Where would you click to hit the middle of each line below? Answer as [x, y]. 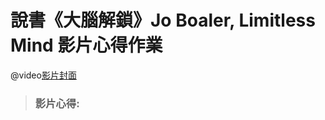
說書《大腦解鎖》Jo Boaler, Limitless [163, 20]
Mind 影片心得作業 [86, 45]
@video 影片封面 [43, 75]
